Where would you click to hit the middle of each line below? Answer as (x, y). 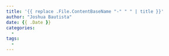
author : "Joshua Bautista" (39, 17)
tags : (13, 38)
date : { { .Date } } (28, 22)
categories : (21, 28)
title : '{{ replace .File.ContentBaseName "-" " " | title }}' (85, 11)
